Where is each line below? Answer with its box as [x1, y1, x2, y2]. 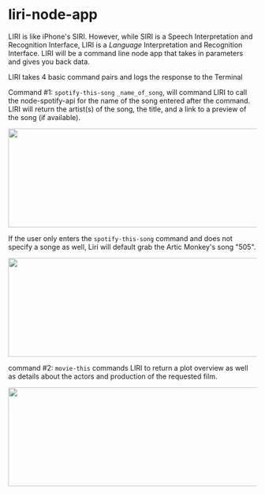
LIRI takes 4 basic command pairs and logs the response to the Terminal [8, 72, 243, 81]
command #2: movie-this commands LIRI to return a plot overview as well [8, 363, 248, 372]
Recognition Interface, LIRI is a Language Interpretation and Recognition [8, 40, 243, 49]
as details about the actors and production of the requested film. [8, 371, 218, 381]
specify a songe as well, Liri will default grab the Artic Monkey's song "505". [8, 242, 256, 251]
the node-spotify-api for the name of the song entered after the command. [8, 96, 251, 105]
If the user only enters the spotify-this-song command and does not [8, 233, 233, 243]
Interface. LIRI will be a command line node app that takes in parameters [8, 48, 244, 58]
